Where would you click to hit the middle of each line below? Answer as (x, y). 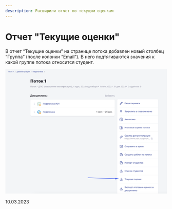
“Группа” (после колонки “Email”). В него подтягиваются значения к (80, 56)
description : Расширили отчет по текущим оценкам (60, 11)
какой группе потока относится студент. (50, 62)
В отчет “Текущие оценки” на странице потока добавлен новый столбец (85, 51)
